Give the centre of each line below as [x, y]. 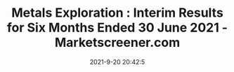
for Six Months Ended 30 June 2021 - [117, 28]
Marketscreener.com [117, 43]
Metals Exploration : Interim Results [117, 13]
